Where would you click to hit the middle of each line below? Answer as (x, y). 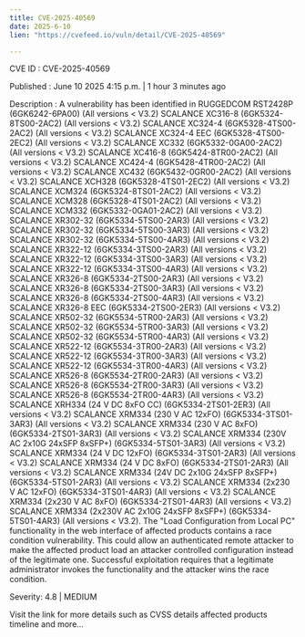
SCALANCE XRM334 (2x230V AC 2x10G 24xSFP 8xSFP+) (118, 511)
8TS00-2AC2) (36, 123)
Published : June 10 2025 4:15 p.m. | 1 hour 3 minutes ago (117, 87)
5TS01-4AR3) (35, 521)
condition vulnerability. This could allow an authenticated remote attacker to (152, 540)
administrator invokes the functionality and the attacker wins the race (139, 569)
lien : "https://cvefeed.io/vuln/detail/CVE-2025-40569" (117, 35)
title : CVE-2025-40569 (52, 18)
